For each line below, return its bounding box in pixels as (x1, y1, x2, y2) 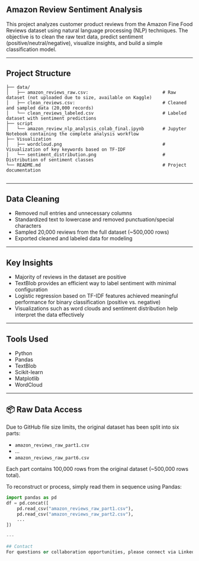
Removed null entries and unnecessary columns (14, 210, 132, 217)
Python (14, 350, 33, 357)
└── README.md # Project (6, 162, 187, 168)
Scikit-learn (14, 369, 43, 376)
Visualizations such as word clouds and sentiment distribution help (14, 305, 178, 312)
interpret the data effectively (14, 311, 85, 318)
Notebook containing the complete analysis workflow (6, 130, 139, 137)
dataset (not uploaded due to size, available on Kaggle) (6, 94, 152, 100)
